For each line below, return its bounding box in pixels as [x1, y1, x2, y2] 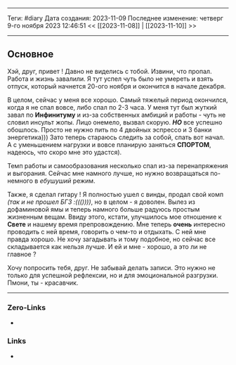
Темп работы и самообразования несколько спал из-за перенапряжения [7, 161, 228, 169]
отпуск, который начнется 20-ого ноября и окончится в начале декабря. [7, 82, 226, 90]
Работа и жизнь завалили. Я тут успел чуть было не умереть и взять [7, 75, 214, 83]
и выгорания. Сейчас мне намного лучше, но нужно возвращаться [7, 169, 209, 177]
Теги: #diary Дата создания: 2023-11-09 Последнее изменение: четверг [7, 14, 223, 22]
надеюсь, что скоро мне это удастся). [7, 148, 122, 156]
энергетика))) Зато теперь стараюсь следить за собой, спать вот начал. [7, 133, 225, 141]
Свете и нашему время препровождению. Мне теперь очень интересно [7, 219, 226, 229]
